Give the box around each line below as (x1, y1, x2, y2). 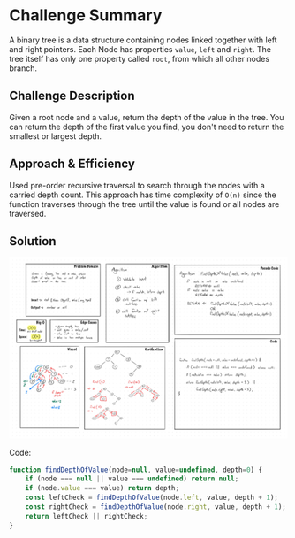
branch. (9, 63, 38, 73)
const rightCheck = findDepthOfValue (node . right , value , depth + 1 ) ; (25, 503, 287, 511)
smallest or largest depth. (9, 130, 102, 142)
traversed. (9, 208, 47, 219)
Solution (9, 234, 57, 249)
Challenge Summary (9, 5, 163, 26)
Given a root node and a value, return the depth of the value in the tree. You (9, 111, 284, 122)
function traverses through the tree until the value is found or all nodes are (9, 198, 280, 209)
